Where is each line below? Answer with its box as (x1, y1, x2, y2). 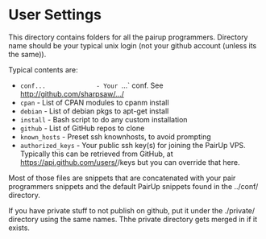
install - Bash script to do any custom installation (19, 114, 188, 124)
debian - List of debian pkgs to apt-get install (19, 106, 169, 116)
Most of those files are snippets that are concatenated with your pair (8, 173, 236, 183)
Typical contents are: (8, 64, 78, 74)
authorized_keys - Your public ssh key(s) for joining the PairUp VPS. (19, 140, 246, 150)
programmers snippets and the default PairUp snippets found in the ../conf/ (8, 181, 259, 191)
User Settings (8, 6, 102, 24)
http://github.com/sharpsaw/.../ (19, 89, 125, 98)
